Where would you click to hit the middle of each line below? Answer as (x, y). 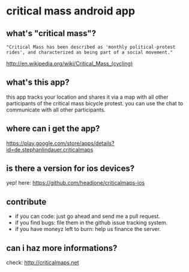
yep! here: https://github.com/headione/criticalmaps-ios (76, 183)
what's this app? (38, 82)
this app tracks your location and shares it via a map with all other (88, 97)
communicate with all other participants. (56, 110)
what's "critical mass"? (51, 33)
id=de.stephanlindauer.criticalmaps (50, 149)
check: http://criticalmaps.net (43, 262)
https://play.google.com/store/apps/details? (61, 143)
